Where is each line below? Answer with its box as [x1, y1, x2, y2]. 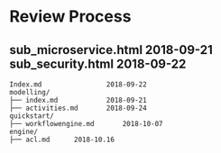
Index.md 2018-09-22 [9, 80, 147, 89]
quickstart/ [9, 112, 54, 121]
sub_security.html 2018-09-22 [9, 56, 187, 71]
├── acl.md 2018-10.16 [9, 135, 115, 144]
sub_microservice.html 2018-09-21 [9, 42, 214, 58]
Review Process [9, 6, 132, 27]
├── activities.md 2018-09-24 [9, 103, 147, 112]
